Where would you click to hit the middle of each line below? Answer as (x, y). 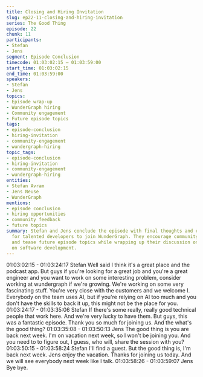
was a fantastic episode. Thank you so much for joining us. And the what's (99, 323)
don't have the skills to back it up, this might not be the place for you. (92, 303)
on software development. (44, 248)
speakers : (19, 79)
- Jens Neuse (23, 192)
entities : (19, 181)
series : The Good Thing (36, 23)
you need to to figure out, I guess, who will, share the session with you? (95, 342)
